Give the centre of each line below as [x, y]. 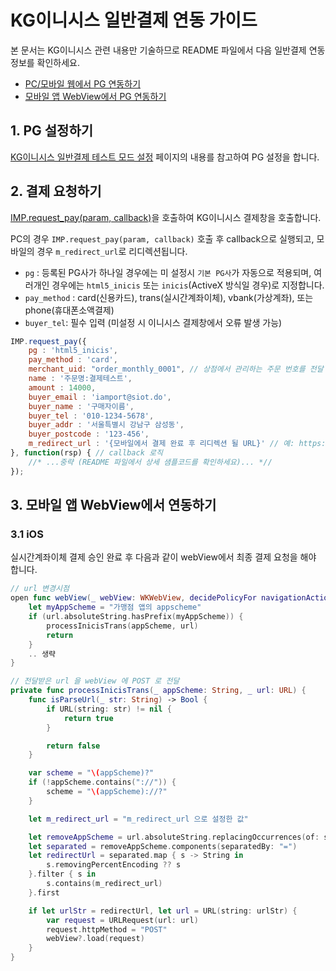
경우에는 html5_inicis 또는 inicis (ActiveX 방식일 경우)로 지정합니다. [188, 285]
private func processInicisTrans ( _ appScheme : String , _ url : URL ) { [158, 691]
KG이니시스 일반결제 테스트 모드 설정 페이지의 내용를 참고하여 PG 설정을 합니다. [165, 157]
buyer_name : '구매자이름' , [81, 406]
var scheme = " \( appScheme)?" [91, 773]
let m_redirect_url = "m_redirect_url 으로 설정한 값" [138, 819]
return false [73, 746]
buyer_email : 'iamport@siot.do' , [100, 397]
